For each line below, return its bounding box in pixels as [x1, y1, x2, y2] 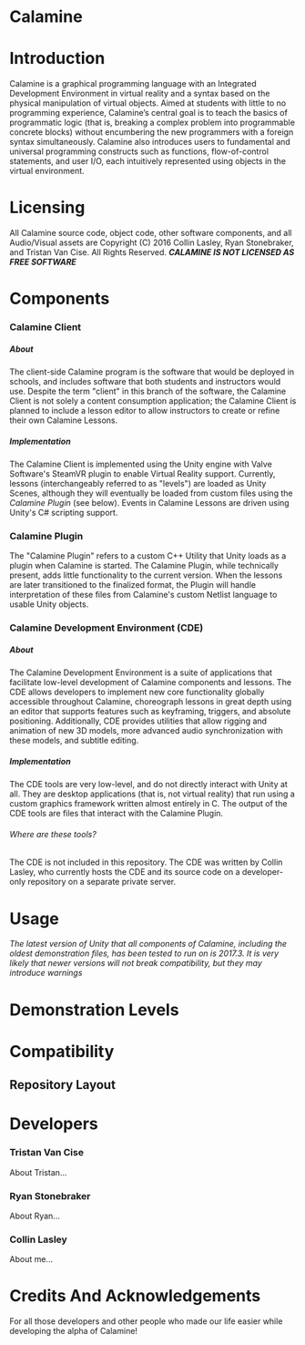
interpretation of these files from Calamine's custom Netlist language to [9, 590, 278, 601]
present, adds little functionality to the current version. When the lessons [9, 570, 283, 580]
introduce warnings [9, 968, 83, 979]
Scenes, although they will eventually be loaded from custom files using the [9, 488, 293, 498]
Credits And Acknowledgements [9, 1286, 261, 1307]
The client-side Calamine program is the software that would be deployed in [9, 366, 294, 377]
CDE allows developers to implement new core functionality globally [9, 686, 265, 698]
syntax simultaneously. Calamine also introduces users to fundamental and [9, 137, 291, 148]
